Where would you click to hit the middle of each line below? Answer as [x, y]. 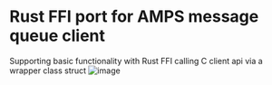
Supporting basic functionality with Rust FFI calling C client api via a [136, 61]
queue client [58, 36]
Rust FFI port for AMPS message [134, 17]
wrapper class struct [48, 71]
